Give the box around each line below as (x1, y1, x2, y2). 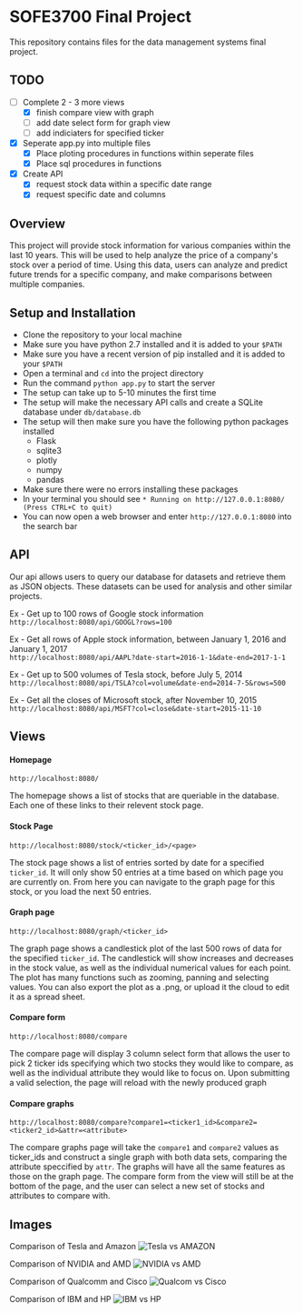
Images (9, 1217, 53, 1232)
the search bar (22, 521, 78, 531)
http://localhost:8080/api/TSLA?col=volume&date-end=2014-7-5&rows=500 (9, 678, 286, 687)
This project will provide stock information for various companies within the (9, 240, 291, 251)
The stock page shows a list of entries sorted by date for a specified (9, 857, 265, 867)
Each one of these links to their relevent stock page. (9, 800, 204, 811)
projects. (9, 590, 43, 601)
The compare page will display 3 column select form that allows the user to (9, 1048, 290, 1059)
